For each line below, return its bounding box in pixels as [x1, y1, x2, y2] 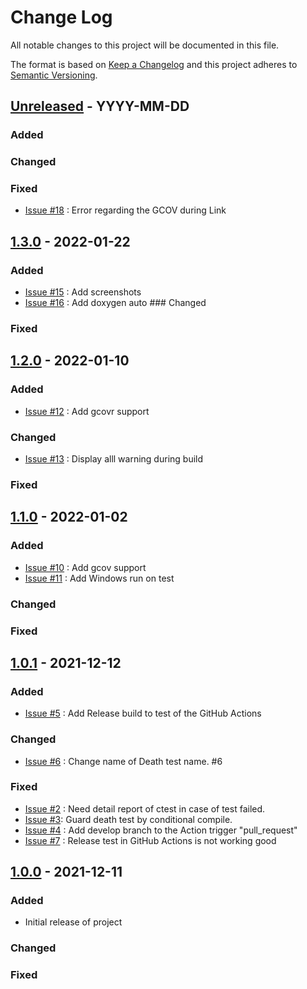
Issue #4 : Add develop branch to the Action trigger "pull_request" [24, 824, 298, 836]
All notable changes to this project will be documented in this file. [10, 39, 280, 51]
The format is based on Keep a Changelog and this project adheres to [10, 58, 298, 70]
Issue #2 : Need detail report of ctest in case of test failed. [24, 802, 266, 815]
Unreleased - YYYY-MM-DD [10, 98, 190, 115]
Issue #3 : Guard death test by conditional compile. [24, 813, 233, 825]
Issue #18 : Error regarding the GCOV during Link [24, 204, 227, 216]
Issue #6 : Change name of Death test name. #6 [24, 755, 223, 767]
